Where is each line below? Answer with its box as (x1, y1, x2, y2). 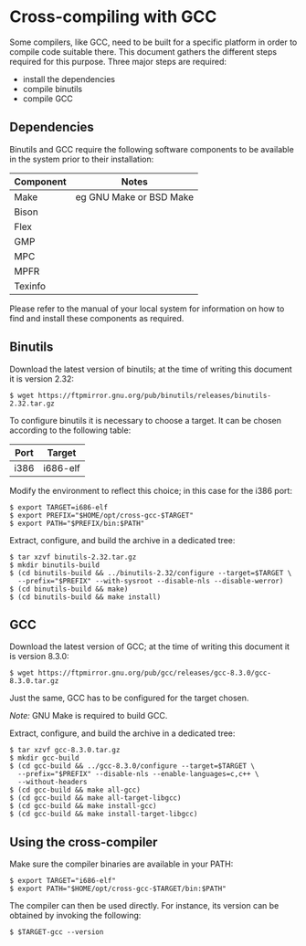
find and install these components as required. (9, 312, 185, 323)
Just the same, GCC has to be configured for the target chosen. (9, 692, 249, 704)
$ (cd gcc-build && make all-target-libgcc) (9, 794, 182, 803)
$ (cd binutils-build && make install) (9, 592, 162, 602)
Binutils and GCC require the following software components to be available (9, 143, 294, 154)
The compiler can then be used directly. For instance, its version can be (9, 900, 280, 911)
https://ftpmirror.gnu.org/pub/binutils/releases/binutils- (37, 391, 272, 400)
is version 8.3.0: (9, 651, 70, 662)
